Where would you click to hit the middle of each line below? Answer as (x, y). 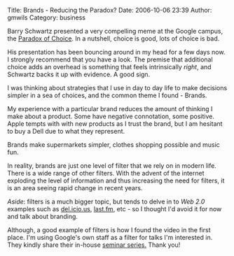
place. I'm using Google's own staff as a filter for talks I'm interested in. (110, 237)
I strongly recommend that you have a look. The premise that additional (110, 59)
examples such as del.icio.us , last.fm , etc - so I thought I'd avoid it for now (115, 209)
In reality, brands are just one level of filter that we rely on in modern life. (112, 166)
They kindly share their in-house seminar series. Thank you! (94, 245)
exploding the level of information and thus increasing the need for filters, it (116, 180)
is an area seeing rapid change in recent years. (75, 188)
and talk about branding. (43, 216)
